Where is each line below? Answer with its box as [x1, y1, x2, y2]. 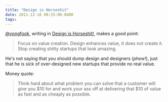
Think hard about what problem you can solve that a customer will [17, 80, 156, 86]
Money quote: [5, 71, 34, 77]
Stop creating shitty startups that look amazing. [17, 46, 117, 52]
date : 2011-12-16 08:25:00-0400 [5, 12, 73, 17]
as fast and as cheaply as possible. [17, 91, 91, 97]
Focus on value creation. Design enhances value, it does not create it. [17, 40, 163, 46]
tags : [5, 17, 17, 22]
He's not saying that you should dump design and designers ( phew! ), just [5, 56, 158, 62]
